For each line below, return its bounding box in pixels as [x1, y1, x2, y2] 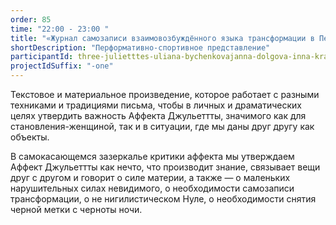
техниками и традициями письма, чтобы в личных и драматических [10, 99, 302, 111]
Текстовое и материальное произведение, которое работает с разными [10, 89, 320, 100]
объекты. [10, 131, 50, 143]
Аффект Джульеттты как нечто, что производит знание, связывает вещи [10, 161, 321, 173]
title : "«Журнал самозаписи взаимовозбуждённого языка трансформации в [10, 33, 315, 43]
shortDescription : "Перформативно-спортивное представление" [10, 42, 271, 53]
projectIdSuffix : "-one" [10, 61, 114, 71]
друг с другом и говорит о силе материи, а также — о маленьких [10, 172, 291, 183]
